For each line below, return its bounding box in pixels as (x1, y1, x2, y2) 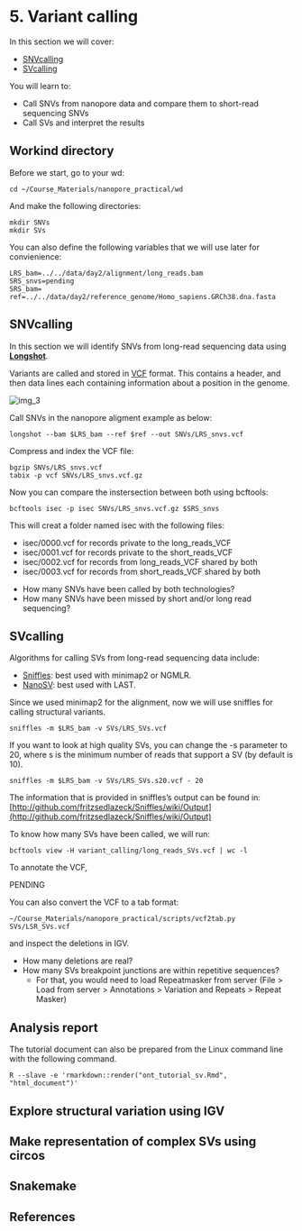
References (9, 1209, 76, 1225)
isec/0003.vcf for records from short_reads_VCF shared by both (22, 566, 261, 577)
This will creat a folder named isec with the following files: (9, 520, 225, 531)
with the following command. (9, 1053, 117, 1064)
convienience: (9, 251, 62, 262)
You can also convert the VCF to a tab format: (9, 897, 179, 907)
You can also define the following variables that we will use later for (9, 242, 260, 252)
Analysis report (9, 1020, 98, 1035)
